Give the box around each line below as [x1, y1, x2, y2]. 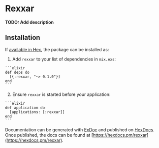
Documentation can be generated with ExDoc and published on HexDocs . [5, 126, 155, 133]
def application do [5, 105, 45, 110]
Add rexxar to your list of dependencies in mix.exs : [12, 56, 116, 62]
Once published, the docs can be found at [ [5, 132, 94, 138]
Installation [5, 33, 40, 42]
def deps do [5, 70, 30, 75]
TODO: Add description [5, 19, 54, 25]
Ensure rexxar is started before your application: [12, 91, 111, 97]
